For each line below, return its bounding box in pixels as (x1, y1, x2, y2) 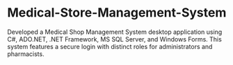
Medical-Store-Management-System (7, 5, 227, 21)
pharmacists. (7, 50, 45, 58)
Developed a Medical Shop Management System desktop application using (7, 28, 223, 36)
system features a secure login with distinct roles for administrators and (7, 42, 213, 50)
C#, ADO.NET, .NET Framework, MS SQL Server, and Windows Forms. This (7, 35, 223, 43)
